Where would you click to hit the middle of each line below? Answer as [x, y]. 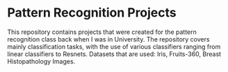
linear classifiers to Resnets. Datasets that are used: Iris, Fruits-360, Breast [114, 54]
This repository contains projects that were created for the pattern [102, 32]
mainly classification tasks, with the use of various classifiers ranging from [114, 46]
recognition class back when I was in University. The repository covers [108, 39]
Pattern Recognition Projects [92, 13]
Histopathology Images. [41, 61]
